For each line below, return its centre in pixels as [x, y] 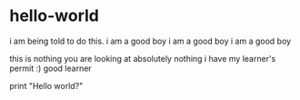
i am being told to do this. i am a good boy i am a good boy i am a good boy [150, 41]
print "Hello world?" [46, 85]
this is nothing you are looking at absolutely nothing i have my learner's [143, 58]
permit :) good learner [51, 68]
